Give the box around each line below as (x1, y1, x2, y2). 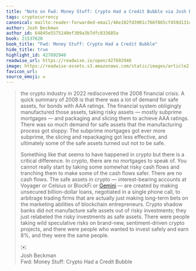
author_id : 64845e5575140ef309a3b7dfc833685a (6, 30, 118, 36)
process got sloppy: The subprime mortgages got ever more (20, 127, 166, 135)
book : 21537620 (6, 36, 43, 42)
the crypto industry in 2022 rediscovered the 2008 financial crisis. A (20, 90, 185, 97)
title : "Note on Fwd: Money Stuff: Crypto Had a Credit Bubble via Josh (6, 8, 187, 15)
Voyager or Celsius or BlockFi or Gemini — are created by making (20, 182, 178, 189)
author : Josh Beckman (6, 25, 59, 31)
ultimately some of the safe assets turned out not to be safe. (20, 140, 166, 147)
